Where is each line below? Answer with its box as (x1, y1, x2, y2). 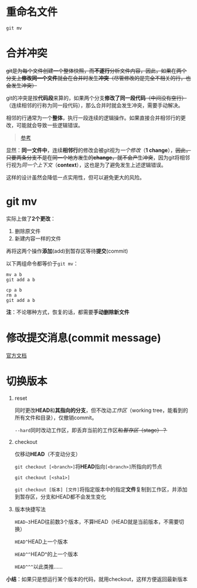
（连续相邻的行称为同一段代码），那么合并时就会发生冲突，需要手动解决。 (6, 101, 184, 109)
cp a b (6, 287, 22, 293)
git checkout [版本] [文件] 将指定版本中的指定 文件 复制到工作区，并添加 (14, 486, 188, 493)
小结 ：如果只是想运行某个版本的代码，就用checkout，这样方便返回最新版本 (6, 575, 188, 583)
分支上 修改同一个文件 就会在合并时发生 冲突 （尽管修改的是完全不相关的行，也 (6, 74, 191, 81)
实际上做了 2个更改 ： (6, 215, 56, 222)
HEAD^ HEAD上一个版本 (14, 538, 69, 545)
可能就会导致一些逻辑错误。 (16, 121, 83, 128)
